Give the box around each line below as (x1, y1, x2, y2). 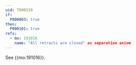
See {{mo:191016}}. (5, 54, 46, 60)
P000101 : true (10, 26, 40, 31)
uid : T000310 (5, 7, 33, 13)
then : (5, 21, 17, 27)
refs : (5, 31, 17, 36)
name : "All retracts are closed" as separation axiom (14, 41, 131, 46)
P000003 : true (10, 17, 40, 22)
